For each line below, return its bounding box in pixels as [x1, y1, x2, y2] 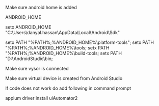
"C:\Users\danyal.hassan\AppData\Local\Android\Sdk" [5, 30, 120, 35]
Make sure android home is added [5, 5, 77, 10]
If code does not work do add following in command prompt [5, 85, 131, 91]
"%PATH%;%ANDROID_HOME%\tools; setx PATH [5, 45, 110, 50]
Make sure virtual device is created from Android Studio [5, 75, 123, 81]
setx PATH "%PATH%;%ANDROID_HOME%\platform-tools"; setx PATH [5, 39, 154, 45]
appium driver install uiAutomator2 [5, 95, 78, 101]
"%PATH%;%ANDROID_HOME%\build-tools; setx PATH [5, 50, 122, 56]
